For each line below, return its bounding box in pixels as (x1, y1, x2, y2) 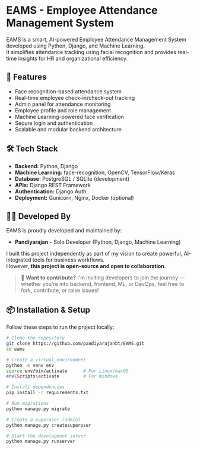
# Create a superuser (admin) (6, 417, 81, 423)
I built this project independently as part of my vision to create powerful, (6, 250, 183, 257)
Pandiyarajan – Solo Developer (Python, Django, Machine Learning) (14, 238, 181, 246)
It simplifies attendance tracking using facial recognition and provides (6, 48, 177, 55)
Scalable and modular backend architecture (14, 125, 122, 133)
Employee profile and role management (14, 106, 112, 114)
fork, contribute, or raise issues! (20, 287, 99, 294)
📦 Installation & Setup (6, 304, 91, 315)
